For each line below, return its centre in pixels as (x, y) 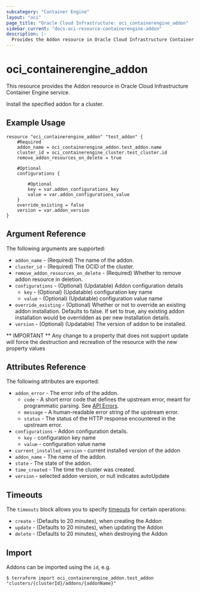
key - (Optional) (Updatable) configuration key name (88, 292)
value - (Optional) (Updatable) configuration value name (93, 298)
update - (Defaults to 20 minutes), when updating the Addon (89, 527)
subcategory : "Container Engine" (48, 12)
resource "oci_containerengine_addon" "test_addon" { (75, 137)
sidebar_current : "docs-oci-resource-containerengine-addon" (84, 29)
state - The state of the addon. (53, 464)
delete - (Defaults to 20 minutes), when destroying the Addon (91, 534)
